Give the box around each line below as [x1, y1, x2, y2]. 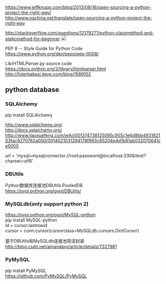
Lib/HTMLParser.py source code [5, 60, 72, 66]
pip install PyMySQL [5, 267, 46, 273]
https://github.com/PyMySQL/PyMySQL [5, 272, 87, 279]
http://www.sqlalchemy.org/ [5, 121, 62, 127]
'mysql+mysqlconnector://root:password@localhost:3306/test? [15, 152, 146, 158]
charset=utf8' [5, 157, 33, 164]
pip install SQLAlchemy [5, 112, 53, 118]
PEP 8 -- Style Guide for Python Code [5, 45, 83, 51]
